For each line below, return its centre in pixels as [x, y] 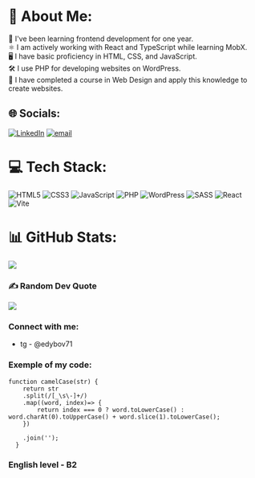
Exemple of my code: [50, 365]
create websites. [36, 88]
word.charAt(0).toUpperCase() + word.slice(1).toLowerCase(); [114, 417]
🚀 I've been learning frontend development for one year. [101, 39]
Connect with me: [44, 326]
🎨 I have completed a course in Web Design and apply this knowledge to [128, 80]
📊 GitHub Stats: [63, 237]
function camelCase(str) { [53, 382]
